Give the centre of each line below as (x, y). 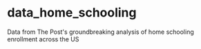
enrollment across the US (43, 39)
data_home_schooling (72, 13)
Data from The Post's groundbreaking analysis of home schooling (101, 32)
